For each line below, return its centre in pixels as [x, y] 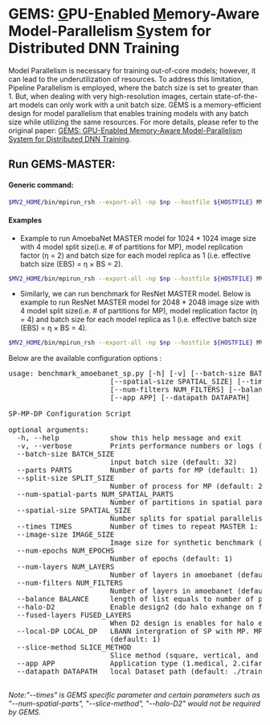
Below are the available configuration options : [85, 358]
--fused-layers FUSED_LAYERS [74, 615]
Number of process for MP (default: [182, 487]
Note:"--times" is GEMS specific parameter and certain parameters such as [134, 695]
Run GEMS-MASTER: [62, 165]
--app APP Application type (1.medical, [123, 664]
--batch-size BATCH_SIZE [65, 454]
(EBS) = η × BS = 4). [53, 328]
